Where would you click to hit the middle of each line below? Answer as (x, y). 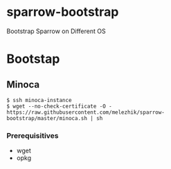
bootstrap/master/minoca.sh (47, 118)
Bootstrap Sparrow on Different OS (56, 31)
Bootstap (33, 59)
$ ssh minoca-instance (39, 100)
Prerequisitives (33, 135)
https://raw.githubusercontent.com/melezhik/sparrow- (86, 112)
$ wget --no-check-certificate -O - (59, 106)
